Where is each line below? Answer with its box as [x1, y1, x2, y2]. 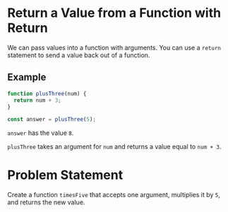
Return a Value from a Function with [7, 5, 221, 21]
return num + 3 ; [13, 97, 61, 104]
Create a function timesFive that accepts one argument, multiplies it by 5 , [7, 191, 221, 199]
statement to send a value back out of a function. [7, 51, 150, 59]
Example [7, 71, 47, 83]
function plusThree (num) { [7, 90, 87, 97]
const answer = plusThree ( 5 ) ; [7, 116, 97, 123]
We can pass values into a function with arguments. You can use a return [7, 43, 221, 52]
